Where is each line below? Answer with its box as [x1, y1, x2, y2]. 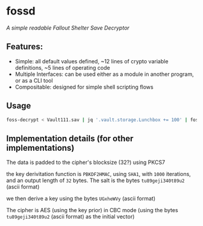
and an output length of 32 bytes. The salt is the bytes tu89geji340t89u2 [6, 177, 185, 184]
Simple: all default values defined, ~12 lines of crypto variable [14, 57, 169, 64]
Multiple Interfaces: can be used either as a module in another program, [14, 71, 195, 78]
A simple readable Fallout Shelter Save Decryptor [6, 24, 130, 31]
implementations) [6, 143, 75, 153]
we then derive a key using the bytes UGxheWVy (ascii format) [6, 195, 156, 202]
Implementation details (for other [6, 133, 134, 143]
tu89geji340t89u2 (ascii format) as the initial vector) [6, 213, 135, 221]
